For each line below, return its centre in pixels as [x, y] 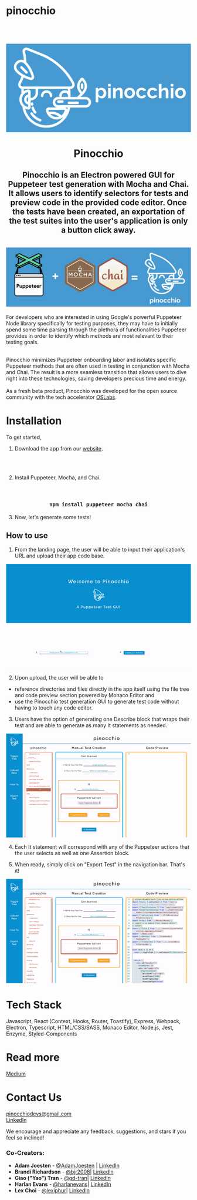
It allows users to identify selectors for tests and [98, 194]
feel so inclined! [25, 1137]
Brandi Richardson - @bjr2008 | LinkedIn [64, 1172]
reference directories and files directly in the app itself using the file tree [102, 689]
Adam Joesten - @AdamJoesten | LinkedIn [67, 1165]
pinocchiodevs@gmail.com [39, 1114]
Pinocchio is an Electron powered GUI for [98, 175]
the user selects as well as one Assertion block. [72, 853]
